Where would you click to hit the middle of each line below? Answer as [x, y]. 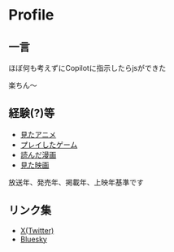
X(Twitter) [37, 230]
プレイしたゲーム [49, 145]
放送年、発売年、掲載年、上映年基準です [76, 182]
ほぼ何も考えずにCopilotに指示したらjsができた [87, 68]
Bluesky [33, 239]
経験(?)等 [32, 113]
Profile [31, 15]
